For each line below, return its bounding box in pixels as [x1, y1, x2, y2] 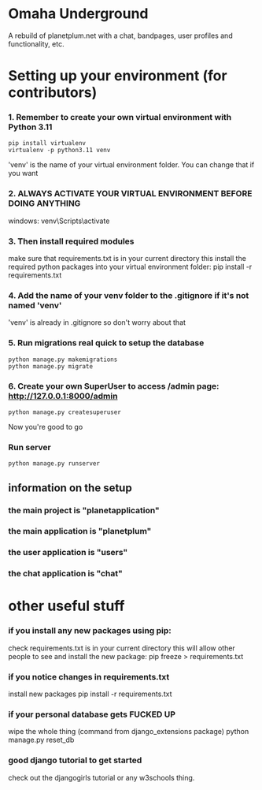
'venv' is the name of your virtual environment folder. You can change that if [8, 160, 255, 170]
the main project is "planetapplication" [8, 505, 160, 516]
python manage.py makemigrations [8, 356, 118, 363]
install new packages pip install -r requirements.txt [8, 689, 172, 699]
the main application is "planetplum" [8, 526, 152, 537]
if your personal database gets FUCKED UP [8, 709, 175, 720]
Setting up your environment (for [8, 67, 227, 85]
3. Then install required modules [8, 236, 135, 247]
